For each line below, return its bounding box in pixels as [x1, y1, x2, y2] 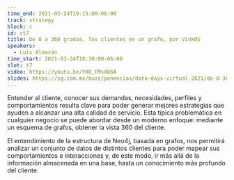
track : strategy [7, 17, 54, 24]
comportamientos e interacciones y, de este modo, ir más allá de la [7, 152, 200, 160]
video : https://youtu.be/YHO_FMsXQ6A [7, 68, 117, 75]
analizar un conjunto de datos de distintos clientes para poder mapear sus [7, 144, 220, 153]
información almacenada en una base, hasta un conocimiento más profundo [7, 159, 226, 167]
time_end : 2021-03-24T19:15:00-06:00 [7, 10, 117, 17]
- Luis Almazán [13, 49, 58, 56]
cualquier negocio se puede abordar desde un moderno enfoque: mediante [7, 116, 224, 124]
